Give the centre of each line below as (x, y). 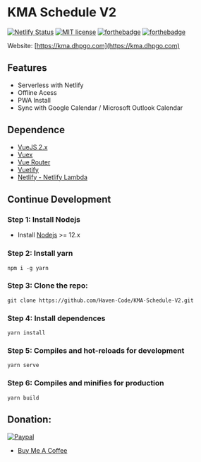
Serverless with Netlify (50, 85)
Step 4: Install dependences (56, 318)
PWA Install (34, 100)
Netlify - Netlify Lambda (53, 177)
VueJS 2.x (32, 147)
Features (27, 68)
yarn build (23, 398)
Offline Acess (37, 92)
